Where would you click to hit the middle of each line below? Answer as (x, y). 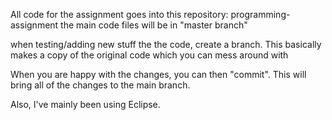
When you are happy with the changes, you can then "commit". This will (158, 74)
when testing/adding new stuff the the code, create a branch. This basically (166, 44)
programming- (260, 14)
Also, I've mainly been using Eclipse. (85, 104)
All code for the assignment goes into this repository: (119, 14)
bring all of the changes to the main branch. (100, 85)
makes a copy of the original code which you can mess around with (149, 55)
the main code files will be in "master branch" (154, 25)
